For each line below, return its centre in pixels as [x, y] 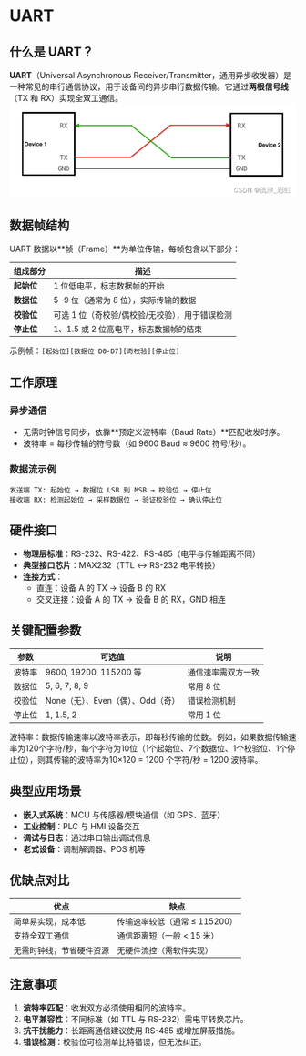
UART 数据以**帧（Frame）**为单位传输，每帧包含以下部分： [125, 249]
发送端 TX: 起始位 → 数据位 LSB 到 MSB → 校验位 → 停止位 [111, 491]
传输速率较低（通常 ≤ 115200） [178, 921]
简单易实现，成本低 [49, 921]
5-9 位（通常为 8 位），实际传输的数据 [125, 300]
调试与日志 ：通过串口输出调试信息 [87, 838]
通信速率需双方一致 [223, 672]
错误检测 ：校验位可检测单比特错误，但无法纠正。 [114, 1042]
